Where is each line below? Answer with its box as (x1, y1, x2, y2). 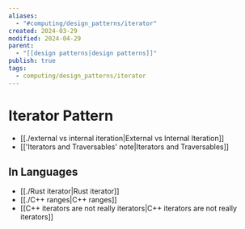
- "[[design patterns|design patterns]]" (15, 49, 158, 57)
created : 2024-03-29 (8, 27, 78, 35)
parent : (8, 42, 35, 50)
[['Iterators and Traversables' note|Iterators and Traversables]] (19, 142, 229, 152)
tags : (8, 65, 27, 73)
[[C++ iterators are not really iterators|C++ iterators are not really (19, 203, 237, 214)
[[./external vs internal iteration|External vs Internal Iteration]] (19, 133, 225, 143)
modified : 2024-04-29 (8, 34, 82, 43)
